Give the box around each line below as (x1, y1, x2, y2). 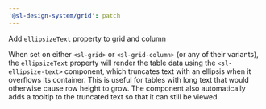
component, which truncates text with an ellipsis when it (64, 66, 251, 76)
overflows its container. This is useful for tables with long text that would (8, 75, 250, 84)
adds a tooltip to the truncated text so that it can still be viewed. (8, 91, 220, 101)
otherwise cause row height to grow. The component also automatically (8, 83, 246, 93)
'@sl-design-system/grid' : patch (8, 11, 121, 20)
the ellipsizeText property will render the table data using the (8, 58, 216, 67)
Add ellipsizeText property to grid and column (8, 34, 167, 43)
